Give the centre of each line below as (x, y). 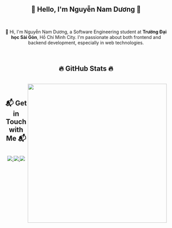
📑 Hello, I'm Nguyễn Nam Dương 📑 (86, 9)
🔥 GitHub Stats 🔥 (86, 69)
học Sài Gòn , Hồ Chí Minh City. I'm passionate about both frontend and (86, 37)
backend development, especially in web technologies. (86, 43)
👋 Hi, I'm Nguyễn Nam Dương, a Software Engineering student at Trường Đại (86, 32)
